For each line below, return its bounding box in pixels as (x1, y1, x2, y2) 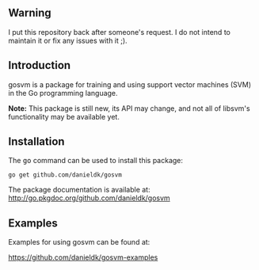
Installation (8, 135, 65, 149)
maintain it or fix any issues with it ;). (8, 36, 128, 45)
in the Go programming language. (8, 88, 118, 97)
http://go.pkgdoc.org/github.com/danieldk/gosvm (8, 193, 170, 203)
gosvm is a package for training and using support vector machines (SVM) (8, 79, 252, 89)
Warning (8, 6, 51, 20)
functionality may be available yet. (8, 112, 120, 121)
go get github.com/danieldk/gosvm (8, 171, 123, 179)
